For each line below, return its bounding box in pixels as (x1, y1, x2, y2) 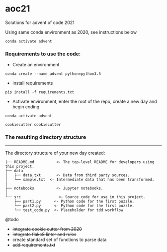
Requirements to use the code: (5, 50, 81, 57)
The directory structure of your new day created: (5, 150, 105, 156)
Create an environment (12, 62, 60, 68)
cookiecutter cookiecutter (5, 122, 61, 127)
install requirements (12, 80, 53, 86)
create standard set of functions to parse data (12, 237, 107, 243)
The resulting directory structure (5, 134, 86, 141)
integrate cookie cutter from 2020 (12, 226, 82, 232)
